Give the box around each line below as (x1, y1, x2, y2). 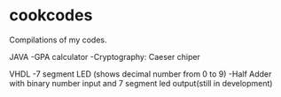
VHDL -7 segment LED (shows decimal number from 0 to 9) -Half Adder (9, 68, 272, 79)
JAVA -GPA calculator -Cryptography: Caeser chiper (9, 51, 201, 62)
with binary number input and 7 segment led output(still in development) (9, 78, 273, 88)
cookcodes (9, 5, 93, 26)
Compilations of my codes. (9, 34, 107, 45)
